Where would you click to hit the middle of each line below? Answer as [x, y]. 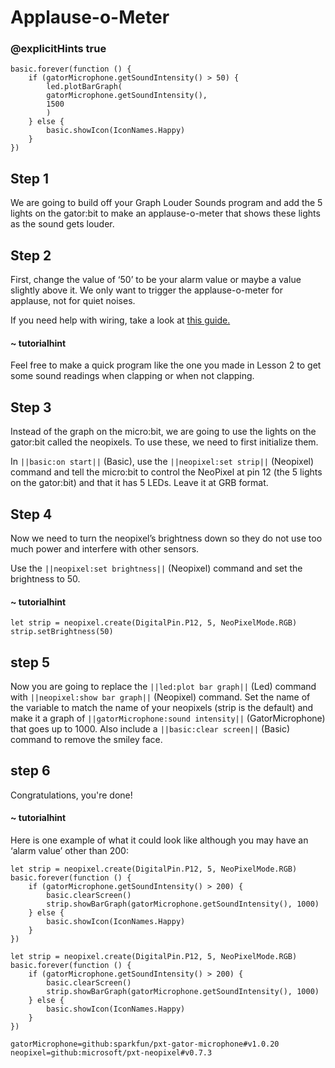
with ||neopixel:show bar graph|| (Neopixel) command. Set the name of [160, 697]
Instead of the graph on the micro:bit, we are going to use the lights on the [163, 432]
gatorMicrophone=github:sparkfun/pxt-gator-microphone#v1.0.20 [145, 1044]
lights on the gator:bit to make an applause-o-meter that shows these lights [165, 213]
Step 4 [31, 514]
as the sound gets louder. [62, 224]
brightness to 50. [45, 578]
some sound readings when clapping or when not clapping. [132, 376]
